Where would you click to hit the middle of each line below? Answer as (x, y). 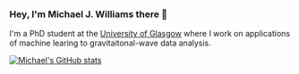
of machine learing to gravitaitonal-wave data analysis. (111, 43)
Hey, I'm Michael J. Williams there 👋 (89, 14)
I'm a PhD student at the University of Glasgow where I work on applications (150, 34)
